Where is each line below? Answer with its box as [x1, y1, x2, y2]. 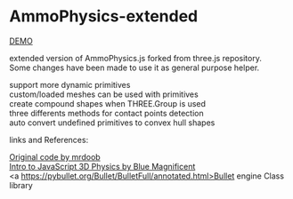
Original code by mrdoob [9, 151, 101, 162]
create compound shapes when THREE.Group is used [9, 98, 207, 108]
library [9, 179, 33, 190]
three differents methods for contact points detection [9, 107, 204, 118]
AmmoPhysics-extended [9, 6, 199, 27]
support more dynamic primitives [9, 79, 131, 90]
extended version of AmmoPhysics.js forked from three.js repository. [9, 52, 263, 63]
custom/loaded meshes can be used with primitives [9, 89, 199, 99]
